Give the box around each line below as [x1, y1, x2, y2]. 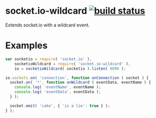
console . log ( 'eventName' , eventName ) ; [14, 84, 101, 90]
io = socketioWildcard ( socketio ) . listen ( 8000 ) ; [14, 66, 126, 71]
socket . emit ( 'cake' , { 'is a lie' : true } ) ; [10, 103, 110, 108]
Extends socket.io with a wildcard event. [5, 22, 90, 28]
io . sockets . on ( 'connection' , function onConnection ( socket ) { [5, 75, 149, 80]
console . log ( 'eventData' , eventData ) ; [14, 90, 101, 95]
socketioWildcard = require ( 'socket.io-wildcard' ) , [14, 61, 131, 66]
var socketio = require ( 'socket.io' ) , [5, 56, 92, 62]
